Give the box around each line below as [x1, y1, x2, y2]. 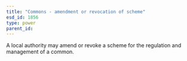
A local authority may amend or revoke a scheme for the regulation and [6, 42, 182, 49]
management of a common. [6, 48, 75, 56]
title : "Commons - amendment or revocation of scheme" [6, 8, 146, 15]
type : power [6, 20, 36, 26]
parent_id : [6, 25, 33, 32]
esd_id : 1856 [6, 14, 39, 20]
